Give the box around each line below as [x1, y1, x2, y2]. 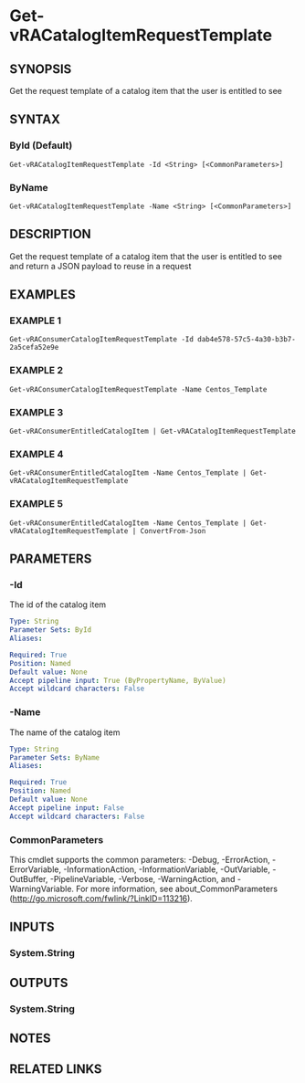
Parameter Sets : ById [9, 626, 92, 635]
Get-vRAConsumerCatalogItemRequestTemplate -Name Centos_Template [9, 384, 268, 394]
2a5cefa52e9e [9, 343, 59, 352]
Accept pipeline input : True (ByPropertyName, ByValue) [9, 676, 226, 685]
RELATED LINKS [9, 1061, 102, 1078]
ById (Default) [9, 139, 73, 152]
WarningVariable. [9, 883, 75, 894]
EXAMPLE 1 [9, 314, 62, 327]
